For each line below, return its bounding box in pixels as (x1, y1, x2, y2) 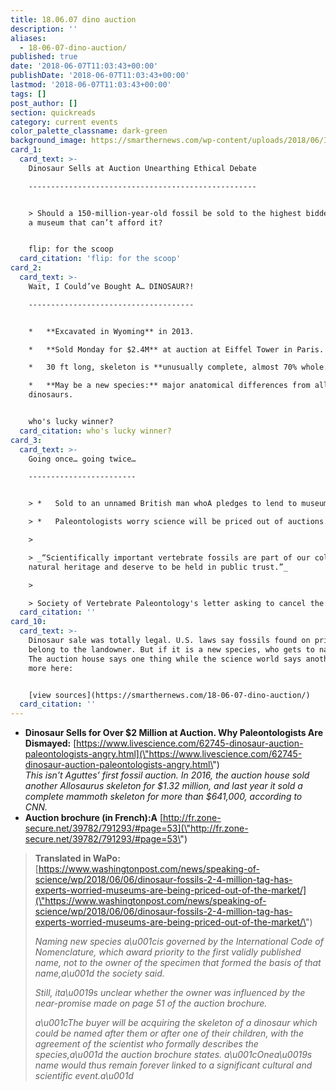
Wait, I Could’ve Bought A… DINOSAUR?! (28, 281, 195, 291)
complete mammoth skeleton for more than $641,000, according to (24, 791, 303, 803)
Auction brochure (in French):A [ (24, 812, 164, 824)
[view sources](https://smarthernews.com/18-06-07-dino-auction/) (28, 690, 311, 700)
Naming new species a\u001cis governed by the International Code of (34, 936, 324, 948)
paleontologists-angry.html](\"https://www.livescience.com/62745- (24, 748, 303, 760)
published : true (10, 52, 78, 62)
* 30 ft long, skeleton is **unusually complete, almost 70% (28, 362, 298, 373)
